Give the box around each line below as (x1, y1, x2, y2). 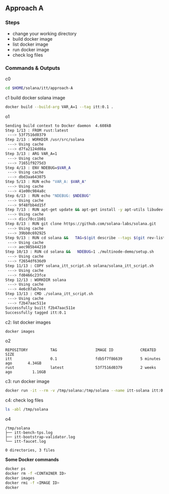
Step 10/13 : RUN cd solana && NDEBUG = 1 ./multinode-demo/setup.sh (5, 249, 154, 254)
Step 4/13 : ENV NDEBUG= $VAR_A (5, 165, 71, 170)
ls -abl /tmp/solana (5, 407, 49, 412)
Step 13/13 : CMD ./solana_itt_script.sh (5, 291, 94, 297)
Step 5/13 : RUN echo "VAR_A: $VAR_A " (5, 179, 87, 184)
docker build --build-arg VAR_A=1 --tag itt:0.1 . (5, 104, 114, 110)
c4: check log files (5, 397, 44, 404)
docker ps (5, 466, 26, 471)
